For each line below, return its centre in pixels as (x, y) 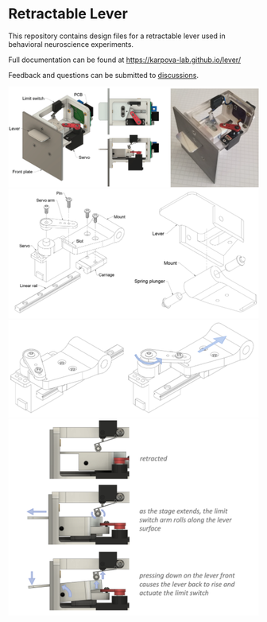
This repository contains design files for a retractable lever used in (117, 36)
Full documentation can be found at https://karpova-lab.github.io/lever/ (124, 60)
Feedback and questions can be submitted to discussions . (103, 75)
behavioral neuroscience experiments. (71, 44)
